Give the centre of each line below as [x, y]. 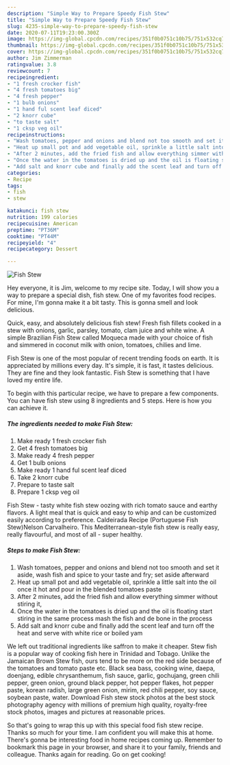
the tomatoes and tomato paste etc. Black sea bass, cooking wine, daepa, [111, 668]
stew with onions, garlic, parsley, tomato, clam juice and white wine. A [106, 331]
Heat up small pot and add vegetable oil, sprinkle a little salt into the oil [117, 582]
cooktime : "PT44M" [33, 236]
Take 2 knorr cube [43, 478]
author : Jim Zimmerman [39, 58]
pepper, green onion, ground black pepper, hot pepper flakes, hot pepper [111, 683]
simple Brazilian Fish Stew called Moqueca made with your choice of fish [110, 338]
